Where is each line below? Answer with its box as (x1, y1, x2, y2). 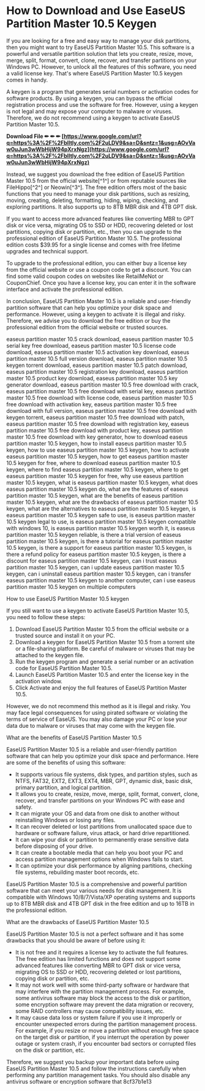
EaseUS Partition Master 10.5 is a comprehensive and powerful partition (6, 880, 187, 887)
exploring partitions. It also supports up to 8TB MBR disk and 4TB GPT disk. (6, 203, 198, 210)
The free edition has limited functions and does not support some (15, 955, 181, 962)
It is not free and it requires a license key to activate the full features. (15, 949, 188, 956)
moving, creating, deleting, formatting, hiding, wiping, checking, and (6, 196, 179, 204)
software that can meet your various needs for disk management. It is (6, 887, 182, 894)
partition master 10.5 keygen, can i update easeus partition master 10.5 (6, 563, 185, 571)
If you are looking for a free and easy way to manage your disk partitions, (6, 37, 191, 44)
